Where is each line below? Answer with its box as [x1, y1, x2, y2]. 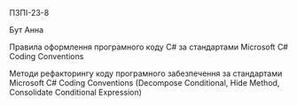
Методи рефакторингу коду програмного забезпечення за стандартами [9, 68, 283, 79]
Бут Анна [9, 25, 44, 34]
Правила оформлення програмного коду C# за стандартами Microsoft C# [9, 42, 288, 52]
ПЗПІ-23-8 [9, 8, 50, 18]
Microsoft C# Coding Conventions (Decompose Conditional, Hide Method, [9, 78, 280, 87]
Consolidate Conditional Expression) [9, 87, 142, 97]
